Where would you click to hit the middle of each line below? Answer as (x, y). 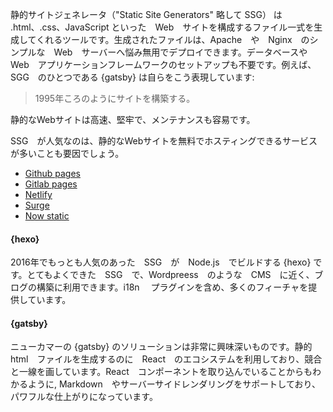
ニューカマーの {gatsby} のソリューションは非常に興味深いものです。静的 (161, 347)
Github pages (52, 173)
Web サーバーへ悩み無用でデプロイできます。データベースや (180, 52)
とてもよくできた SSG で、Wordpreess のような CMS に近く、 (170, 275)
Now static (47, 216)
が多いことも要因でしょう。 (67, 153)
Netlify (38, 194)
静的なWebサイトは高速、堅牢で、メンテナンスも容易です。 (133, 119)
